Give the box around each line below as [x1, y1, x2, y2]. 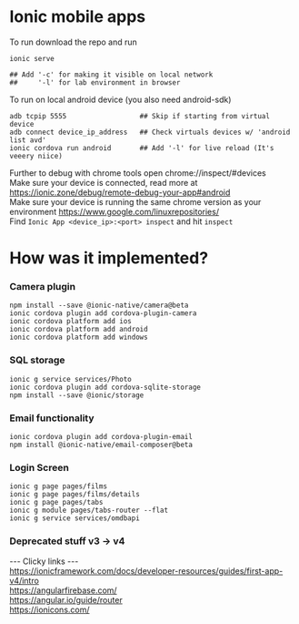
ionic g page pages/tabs [9, 498, 104, 507]
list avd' [9, 135, 47, 145]
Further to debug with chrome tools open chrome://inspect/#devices [9, 167, 266, 179]
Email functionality [9, 412, 95, 425]
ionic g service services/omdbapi [9, 514, 141, 523]
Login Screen [9, 461, 70, 474]
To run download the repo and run [9, 36, 138, 47]
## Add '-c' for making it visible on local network [9, 70, 214, 79]
